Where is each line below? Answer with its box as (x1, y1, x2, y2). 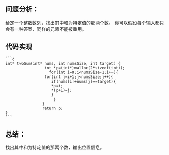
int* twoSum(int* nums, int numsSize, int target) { (5, 61, 121, 66)
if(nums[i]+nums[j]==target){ (51, 79, 116, 84)
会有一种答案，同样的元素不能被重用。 (5, 26, 86, 32)
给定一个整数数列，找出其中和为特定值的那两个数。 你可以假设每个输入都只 (5, 20, 164, 26)
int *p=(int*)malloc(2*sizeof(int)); (44, 65, 125, 70)
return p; (42, 106, 63, 111)
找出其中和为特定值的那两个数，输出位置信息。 (5, 144, 104, 150)
